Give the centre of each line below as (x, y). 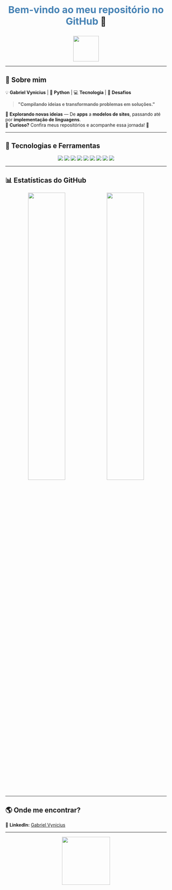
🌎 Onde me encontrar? (43, 810)
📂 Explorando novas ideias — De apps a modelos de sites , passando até (83, 114)
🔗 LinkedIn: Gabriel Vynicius (35, 825)
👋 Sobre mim (26, 80)
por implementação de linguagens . (43, 120)
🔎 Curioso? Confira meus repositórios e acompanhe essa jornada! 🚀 (77, 125)
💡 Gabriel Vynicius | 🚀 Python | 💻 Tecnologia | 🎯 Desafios (68, 92)
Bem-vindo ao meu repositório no (86, 10)
